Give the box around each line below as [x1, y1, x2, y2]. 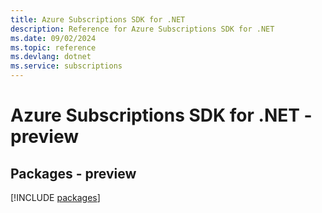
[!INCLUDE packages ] [10, 192, 101, 203]
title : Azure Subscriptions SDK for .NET [10, 14, 186, 25]
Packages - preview [10, 165, 137, 182]
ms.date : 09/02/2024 [10, 33, 97, 43]
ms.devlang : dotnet [10, 52, 92, 62]
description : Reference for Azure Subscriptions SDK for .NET [10, 24, 275, 34]
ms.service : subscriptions [10, 61, 123, 71]
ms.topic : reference [10, 42, 97, 53]
